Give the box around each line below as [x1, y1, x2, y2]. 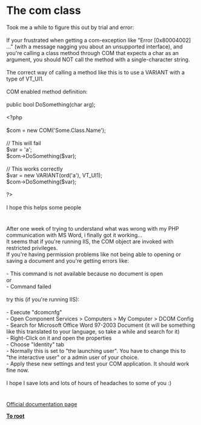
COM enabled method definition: [6, 88, 88, 95]
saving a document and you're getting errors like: [6, 257, 129, 265]
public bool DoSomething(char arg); [6, 100, 96, 108]
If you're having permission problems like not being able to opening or [6, 251, 182, 258]
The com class [6, 4, 81, 18]
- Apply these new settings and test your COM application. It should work [6, 360, 189, 367]
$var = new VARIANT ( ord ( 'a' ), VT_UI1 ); [6, 171, 103, 179]
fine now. [6, 367, 29, 374]
